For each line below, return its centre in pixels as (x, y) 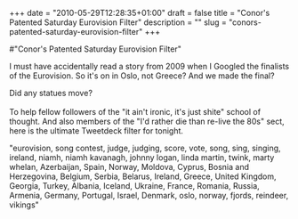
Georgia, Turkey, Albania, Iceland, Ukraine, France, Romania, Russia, (134, 186)
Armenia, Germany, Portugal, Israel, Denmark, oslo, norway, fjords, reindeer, (149, 195)
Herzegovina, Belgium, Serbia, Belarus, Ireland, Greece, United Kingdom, (143, 176)
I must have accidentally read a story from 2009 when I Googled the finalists (149, 66)
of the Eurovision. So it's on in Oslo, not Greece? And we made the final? (142, 76)
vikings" (24, 205)
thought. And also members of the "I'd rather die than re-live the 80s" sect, (147, 121)
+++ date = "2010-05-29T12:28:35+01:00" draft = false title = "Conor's (140, 13)
